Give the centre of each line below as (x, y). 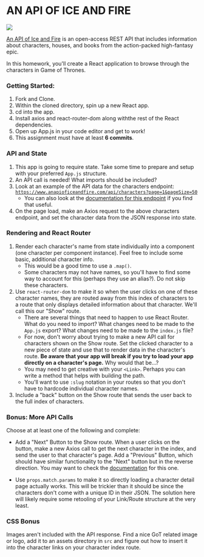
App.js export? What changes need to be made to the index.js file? (109, 330)
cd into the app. (35, 112)
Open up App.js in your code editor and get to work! (80, 131)
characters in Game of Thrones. (46, 70)
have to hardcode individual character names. (81, 388)
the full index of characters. (49, 401)
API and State (27, 154)
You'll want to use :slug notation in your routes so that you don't (105, 382)
